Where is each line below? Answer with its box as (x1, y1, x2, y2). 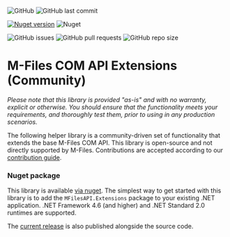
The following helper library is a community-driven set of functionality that (7, 131, 221, 139)
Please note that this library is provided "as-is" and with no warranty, (7, 95, 207, 104)
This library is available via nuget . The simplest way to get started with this (7, 186, 222, 195)
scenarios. (7, 117, 38, 126)
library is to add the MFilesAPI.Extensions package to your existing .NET (7, 194, 215, 202)
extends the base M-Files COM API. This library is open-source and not (7, 138, 213, 147)
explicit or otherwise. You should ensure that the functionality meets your (7, 103, 218, 111)
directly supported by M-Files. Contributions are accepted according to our (7, 146, 224, 154)
